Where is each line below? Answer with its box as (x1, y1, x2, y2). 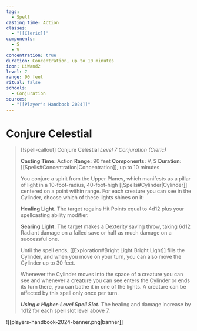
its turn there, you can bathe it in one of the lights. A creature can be (20, 283, 186, 290)
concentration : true (6, 52, 57, 58)
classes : (6, 25, 28, 31)
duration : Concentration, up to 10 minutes (6, 58, 115, 63)
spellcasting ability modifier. (20, 212, 89, 219)
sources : (6, 96, 28, 102)
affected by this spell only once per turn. (20, 289, 119, 297)
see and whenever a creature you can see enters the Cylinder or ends (20, 277, 190, 284)
